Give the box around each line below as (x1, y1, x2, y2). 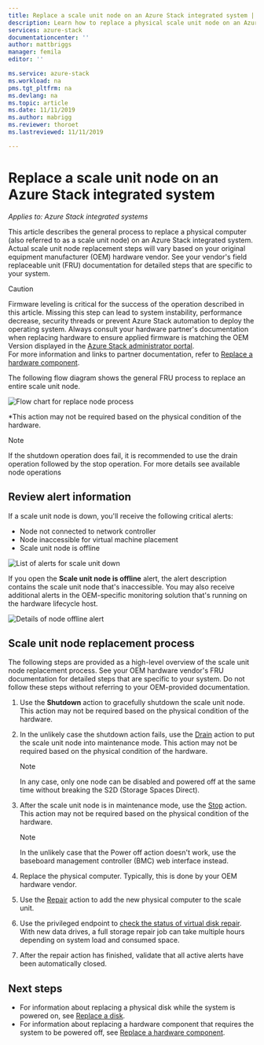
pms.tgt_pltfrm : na (8, 84, 72, 92)
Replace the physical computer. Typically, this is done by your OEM (19, 871, 237, 881)
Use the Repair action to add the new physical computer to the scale (19, 895, 242, 905)
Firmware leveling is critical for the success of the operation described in (8, 299, 245, 308)
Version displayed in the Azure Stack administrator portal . (8, 341, 195, 350)
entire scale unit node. (8, 381, 81, 390)
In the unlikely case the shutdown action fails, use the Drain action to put (19, 729, 255, 740)
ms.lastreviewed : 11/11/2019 (8, 128, 104, 136)
